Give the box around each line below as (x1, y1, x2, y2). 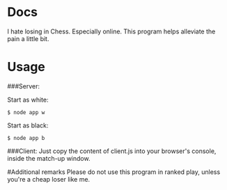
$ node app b (7, 134, 45, 141)
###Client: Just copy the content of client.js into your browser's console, (7, 147, 217, 155)
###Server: (7, 81, 40, 90)
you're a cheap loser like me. (7, 175, 91, 183)
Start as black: (7, 121, 49, 129)
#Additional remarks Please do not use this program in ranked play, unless (7, 168, 221, 176)
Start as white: (7, 95, 49, 104)
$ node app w (7, 109, 45, 116)
